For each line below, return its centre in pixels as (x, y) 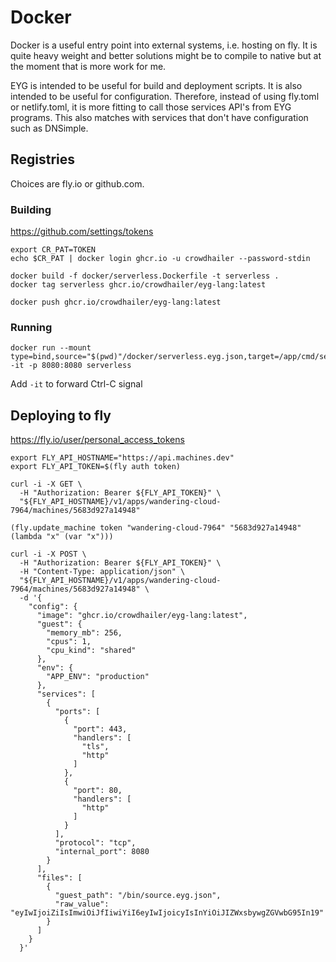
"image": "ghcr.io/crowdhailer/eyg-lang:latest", (142, 616)
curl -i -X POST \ (48, 554)
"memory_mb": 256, (84, 633)
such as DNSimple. (49, 128)
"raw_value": (82, 904)
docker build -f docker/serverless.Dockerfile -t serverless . (145, 276)
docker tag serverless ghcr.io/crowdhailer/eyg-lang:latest (138, 285)
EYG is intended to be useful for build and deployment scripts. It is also (156, 85)
